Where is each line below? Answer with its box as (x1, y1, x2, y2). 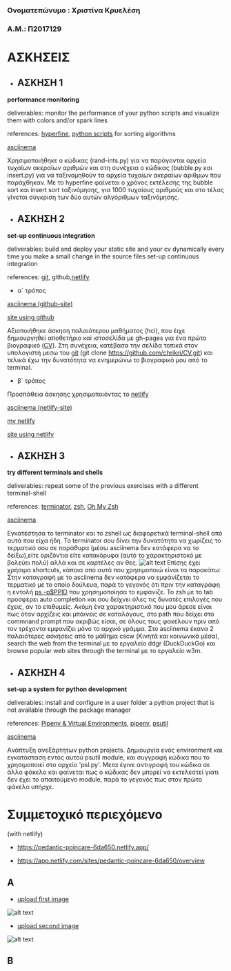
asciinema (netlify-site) (7, 403, 72, 411)
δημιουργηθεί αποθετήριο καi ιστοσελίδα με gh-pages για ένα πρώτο (7, 334, 207, 342)
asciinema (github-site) (7, 299, 73, 308)
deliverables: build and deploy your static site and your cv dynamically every (7, 245, 225, 253)
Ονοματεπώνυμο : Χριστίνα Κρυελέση (7, 6, 141, 15)
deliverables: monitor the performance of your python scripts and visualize (7, 109, 219, 117)
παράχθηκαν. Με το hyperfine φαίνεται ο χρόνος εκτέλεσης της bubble (7, 178, 214, 187)
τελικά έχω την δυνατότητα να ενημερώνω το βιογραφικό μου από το (7, 355, 208, 364)
